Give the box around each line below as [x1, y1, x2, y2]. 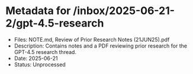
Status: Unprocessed [14, 60, 66, 68]
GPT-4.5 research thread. [14, 48, 76, 55]
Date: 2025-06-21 [14, 55, 58, 62]
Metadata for [5, 4, 71, 18]
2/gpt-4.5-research [5, 16, 104, 30]
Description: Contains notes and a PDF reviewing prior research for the [14, 42, 188, 49]
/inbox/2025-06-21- [73, 4, 175, 18]
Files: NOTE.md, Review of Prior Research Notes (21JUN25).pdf [14, 36, 170, 43]
